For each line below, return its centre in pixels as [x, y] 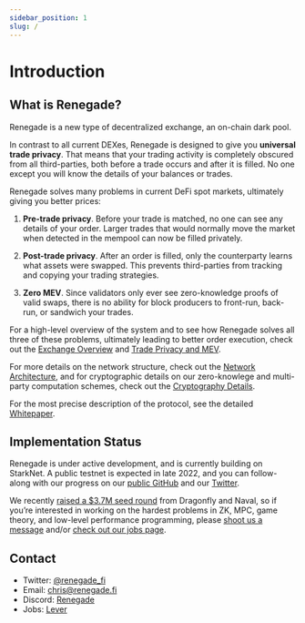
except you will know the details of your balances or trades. [122, 173]
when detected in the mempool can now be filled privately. [132, 238]
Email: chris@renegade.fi [70, 590]
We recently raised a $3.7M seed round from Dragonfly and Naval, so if [143, 501]
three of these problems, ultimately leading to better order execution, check [151, 339]
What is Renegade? [66, 105]
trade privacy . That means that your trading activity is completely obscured [152, 154]
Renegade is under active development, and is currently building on [136, 464]
